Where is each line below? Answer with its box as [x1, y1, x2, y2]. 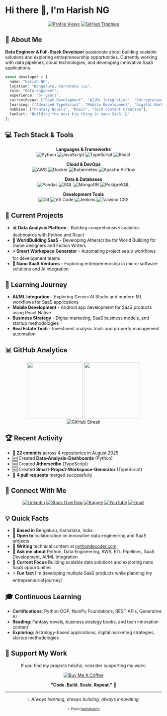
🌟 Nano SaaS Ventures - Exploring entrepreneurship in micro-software [12, 261, 158, 267]
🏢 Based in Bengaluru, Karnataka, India [12, 527, 93, 534]
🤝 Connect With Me [5, 486, 67, 495]
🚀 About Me [5, 35, 42, 44]
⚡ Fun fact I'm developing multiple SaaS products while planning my [12, 570, 153, 576]
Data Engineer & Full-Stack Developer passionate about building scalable [5, 48, 157, 54]
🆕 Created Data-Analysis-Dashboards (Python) [12, 455, 113, 461]
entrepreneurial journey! [12, 577, 62, 584]
